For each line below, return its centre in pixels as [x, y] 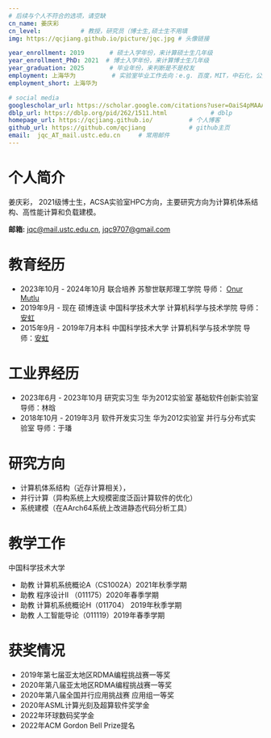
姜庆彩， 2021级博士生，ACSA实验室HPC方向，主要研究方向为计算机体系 [130, 201]
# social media [34, 98]
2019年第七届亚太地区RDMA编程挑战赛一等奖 [95, 674]
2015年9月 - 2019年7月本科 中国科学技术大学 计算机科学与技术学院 [131, 328]
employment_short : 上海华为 [53, 83]
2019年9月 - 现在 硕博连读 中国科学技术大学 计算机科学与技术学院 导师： [140, 307]
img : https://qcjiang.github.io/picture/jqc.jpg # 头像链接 [109, 38]
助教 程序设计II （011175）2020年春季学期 [89, 595]
